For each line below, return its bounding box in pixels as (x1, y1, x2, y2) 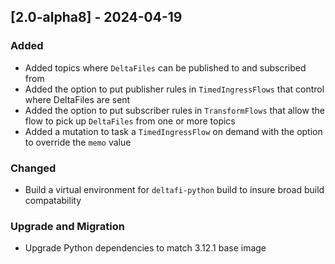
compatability (24, 194, 82, 206)
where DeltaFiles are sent (24, 93, 131, 105)
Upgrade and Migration (10, 219, 125, 233)
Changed (10, 161, 57, 175)
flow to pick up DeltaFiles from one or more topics (24, 115, 236, 127)
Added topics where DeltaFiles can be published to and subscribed (24, 61, 307, 74)
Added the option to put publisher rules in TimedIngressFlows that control (24, 83, 325, 95)
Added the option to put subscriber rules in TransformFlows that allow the (24, 104, 325, 116)
